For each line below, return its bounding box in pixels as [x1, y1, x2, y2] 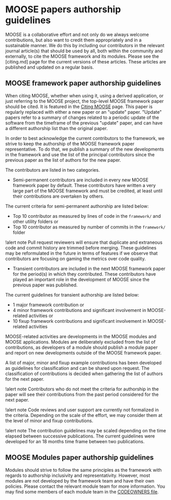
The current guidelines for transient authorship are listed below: [5, 291, 139, 298]
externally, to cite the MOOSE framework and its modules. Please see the [5, 53, 159, 59]
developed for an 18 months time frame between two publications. [5, 438, 144, 444]
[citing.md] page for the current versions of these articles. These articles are [5, 58, 166, 65]
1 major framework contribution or [12, 301, 84, 308]
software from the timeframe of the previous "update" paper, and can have [5, 119, 163, 126]
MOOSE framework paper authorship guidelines [5, 79, 161, 88]
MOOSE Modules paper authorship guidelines [5, 453, 154, 462]
